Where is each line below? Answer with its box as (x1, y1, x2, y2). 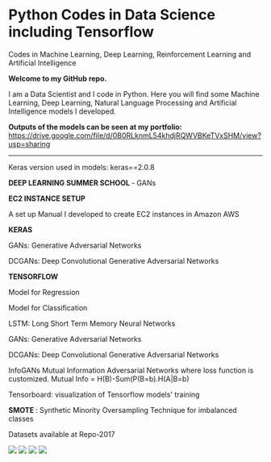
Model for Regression (8, 287, 81, 297)
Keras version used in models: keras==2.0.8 (8, 162, 155, 172)
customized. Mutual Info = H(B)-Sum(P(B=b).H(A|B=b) (8, 373, 190, 384)
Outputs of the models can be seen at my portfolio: (8, 122, 183, 131)
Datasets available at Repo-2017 (8, 429, 115, 439)
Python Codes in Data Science (8, 6, 216, 24)
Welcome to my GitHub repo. (8, 73, 107, 83)
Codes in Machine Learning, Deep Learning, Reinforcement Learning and (8, 49, 252, 59)
